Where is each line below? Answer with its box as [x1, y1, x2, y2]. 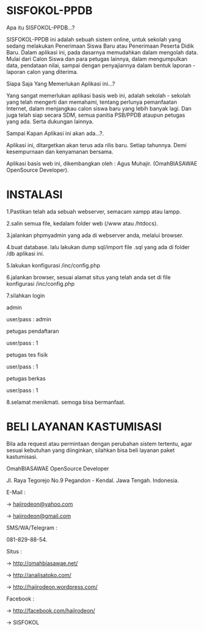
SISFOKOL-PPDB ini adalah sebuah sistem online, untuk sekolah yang [6, 35, 181, 43]
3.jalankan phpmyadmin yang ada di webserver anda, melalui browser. [6, 232, 184, 239]
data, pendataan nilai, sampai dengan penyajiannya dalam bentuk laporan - [6, 62, 195, 69]
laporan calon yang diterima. [6, 68, 78, 75]
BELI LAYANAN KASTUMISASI [6, 420, 162, 434]
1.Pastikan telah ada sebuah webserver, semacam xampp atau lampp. [6, 208, 181, 215]
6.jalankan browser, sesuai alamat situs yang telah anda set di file [6, 273, 171, 281]
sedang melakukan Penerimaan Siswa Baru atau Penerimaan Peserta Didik [6, 42, 194, 49]
